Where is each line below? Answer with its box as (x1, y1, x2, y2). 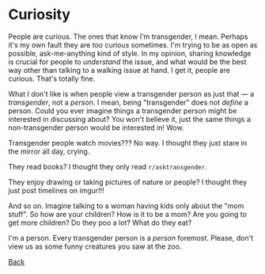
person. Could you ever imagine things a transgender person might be (8, 105, 237, 116)
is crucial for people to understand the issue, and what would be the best (8, 57, 247, 67)
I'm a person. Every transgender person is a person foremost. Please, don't (8, 233, 254, 242)
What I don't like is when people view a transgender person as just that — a (8, 89, 255, 98)
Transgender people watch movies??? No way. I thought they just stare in (8, 138, 248, 147)
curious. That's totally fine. (8, 74, 96, 83)
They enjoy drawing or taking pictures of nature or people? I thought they (8, 177, 248, 187)
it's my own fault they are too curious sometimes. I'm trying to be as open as (8, 40, 258, 49)
